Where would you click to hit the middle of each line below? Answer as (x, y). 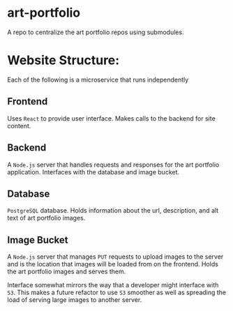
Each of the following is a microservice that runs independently (98, 79)
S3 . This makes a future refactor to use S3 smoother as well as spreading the (117, 293)
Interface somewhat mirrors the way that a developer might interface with (113, 285)
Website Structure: (63, 60)
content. (19, 126)
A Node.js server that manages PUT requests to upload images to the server (115, 257)
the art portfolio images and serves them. (67, 272)
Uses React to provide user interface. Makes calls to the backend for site (112, 118)
